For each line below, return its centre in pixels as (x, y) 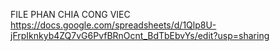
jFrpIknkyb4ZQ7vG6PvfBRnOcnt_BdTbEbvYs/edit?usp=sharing (140, 35)
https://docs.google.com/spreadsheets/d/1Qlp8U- (113, 25)
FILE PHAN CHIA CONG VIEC (70, 14)
